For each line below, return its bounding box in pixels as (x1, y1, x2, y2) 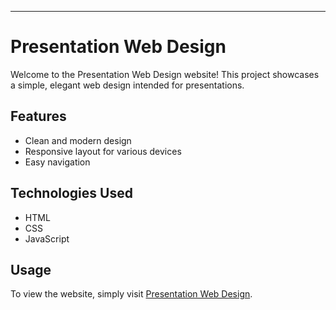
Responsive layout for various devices (24, 145, 182, 157)
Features (10, 108, 67, 125)
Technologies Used (10, 185, 133, 202)
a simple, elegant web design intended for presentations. (10, 79, 245, 91)
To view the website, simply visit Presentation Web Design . (10, 288, 253, 300)
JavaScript (24, 232, 70, 245)
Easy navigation (24, 156, 91, 168)
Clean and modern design (24, 134, 132, 146)
